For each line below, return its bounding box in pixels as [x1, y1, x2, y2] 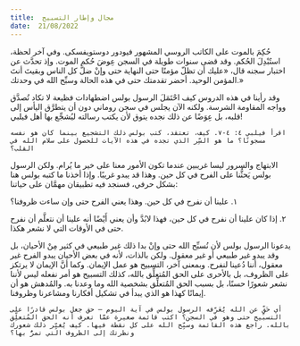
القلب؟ [10, 144, 35, 153]
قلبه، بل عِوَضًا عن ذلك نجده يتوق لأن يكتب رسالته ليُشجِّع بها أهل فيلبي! [10, 111, 244, 122]
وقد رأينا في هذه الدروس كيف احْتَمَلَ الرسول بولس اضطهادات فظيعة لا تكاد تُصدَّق [10, 91, 280, 103]
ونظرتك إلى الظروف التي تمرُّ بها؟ [10, 328, 135, 337]
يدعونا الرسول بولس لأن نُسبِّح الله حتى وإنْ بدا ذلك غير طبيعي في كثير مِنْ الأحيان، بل [10, 240, 291, 250]
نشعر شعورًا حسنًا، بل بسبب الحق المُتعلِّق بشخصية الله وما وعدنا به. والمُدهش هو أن [10, 278, 288, 289]
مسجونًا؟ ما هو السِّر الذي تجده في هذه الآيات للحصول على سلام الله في [10, 136, 267, 145]
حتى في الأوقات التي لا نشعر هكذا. [10, 223, 124, 233]
